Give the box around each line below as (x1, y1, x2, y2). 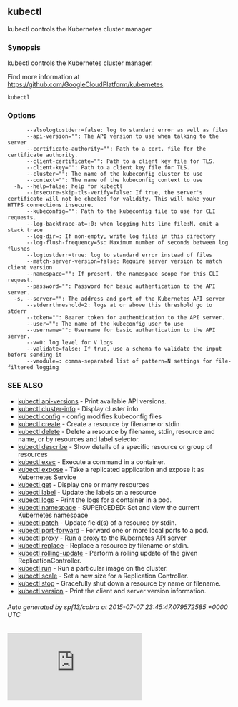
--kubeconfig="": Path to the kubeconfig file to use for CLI (26, 208, 216, 215)
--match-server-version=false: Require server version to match (26, 258, 222, 265)
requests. (7, 214, 37, 221)
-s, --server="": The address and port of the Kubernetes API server (14, 296, 225, 303)
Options (7, 111, 36, 121)
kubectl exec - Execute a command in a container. (17, 457, 166, 466)
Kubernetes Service (17, 473, 76, 481)
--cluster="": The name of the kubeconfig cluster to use (26, 171, 203, 178)
